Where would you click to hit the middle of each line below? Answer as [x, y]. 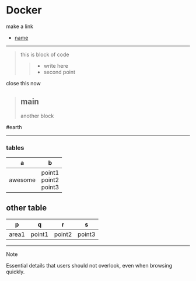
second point [60, 72]
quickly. [15, 272]
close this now [23, 83]
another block [37, 116]
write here [56, 65]
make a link [20, 26]
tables [15, 148]
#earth [14, 127]
